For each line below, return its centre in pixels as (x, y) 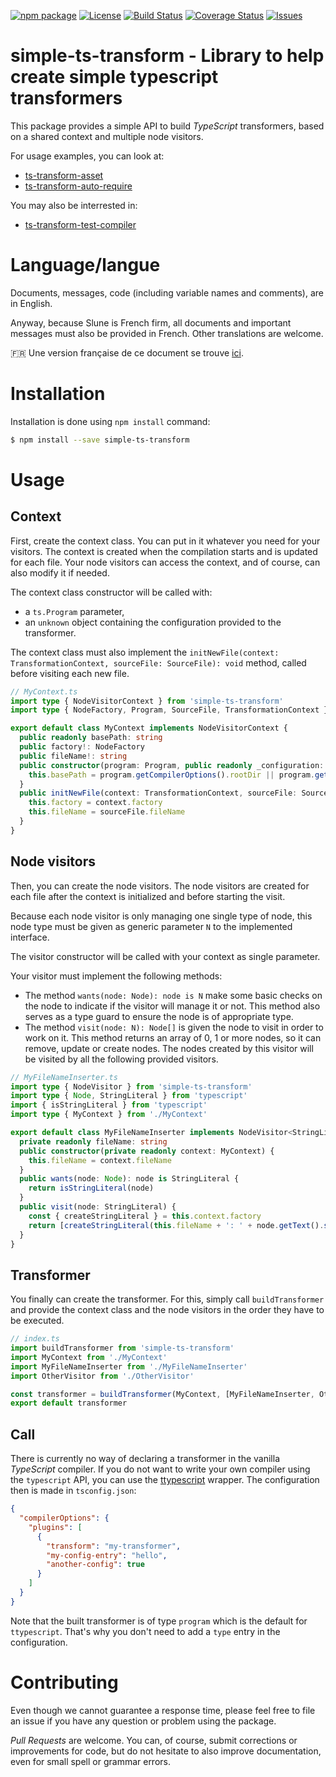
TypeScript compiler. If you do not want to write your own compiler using (160, 1469)
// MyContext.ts (44, 691)
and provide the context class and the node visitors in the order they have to (167, 1310)
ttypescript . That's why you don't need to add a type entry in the (145, 1631)
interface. (30, 937)
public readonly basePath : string (91, 738)
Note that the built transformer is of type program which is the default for (159, 1621)
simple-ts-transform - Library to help (167, 56)
